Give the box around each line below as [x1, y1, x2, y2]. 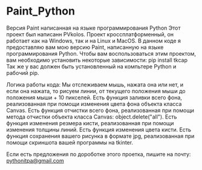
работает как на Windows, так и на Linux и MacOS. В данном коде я [6, 37, 181, 44]
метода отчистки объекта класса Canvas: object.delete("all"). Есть [6, 113, 177, 120]
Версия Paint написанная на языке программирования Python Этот [6, 24, 181, 31]
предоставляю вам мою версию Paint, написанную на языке [6, 44, 164, 51]
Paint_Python [6, 4, 76, 18]
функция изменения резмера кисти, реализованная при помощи [6, 119, 174, 126]
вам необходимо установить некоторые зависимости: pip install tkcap [6, 56, 187, 64]
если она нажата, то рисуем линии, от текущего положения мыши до [6, 87, 186, 94]
